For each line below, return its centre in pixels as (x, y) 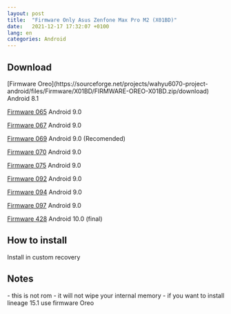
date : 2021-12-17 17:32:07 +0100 (58, 26)
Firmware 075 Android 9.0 (44, 165)
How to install (37, 241)
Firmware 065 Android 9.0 (44, 112)
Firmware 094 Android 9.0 (45, 192)
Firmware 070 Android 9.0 (44, 152)
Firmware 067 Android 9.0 (44, 125)
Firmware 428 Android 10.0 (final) (55, 219)
